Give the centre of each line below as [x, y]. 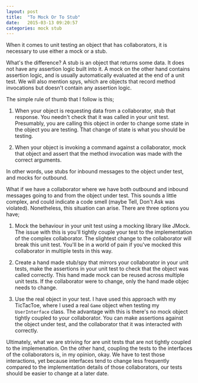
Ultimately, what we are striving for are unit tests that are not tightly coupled [98, 342]
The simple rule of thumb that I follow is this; [60, 99]
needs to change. [36, 288]
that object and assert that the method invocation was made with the [98, 154]
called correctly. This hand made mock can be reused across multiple [100, 275]
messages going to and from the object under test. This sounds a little [92, 195]
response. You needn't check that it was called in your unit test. [92, 117]
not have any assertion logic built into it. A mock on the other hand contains [98, 69]
